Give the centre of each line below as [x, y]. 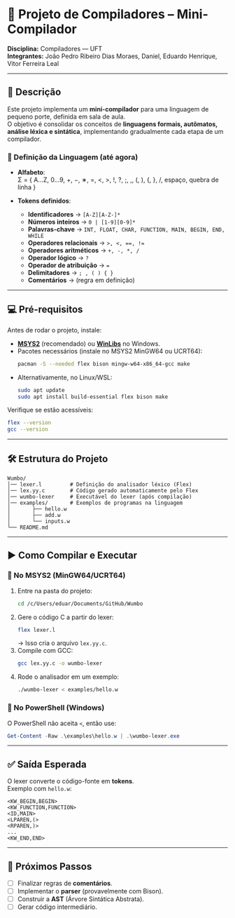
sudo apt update [41, 390]
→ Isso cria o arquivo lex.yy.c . [62, 643]
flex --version [29, 423]
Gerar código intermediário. [57, 907]
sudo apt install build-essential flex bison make [93, 397]
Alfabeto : [31, 173]
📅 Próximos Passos [50, 866]
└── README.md [28, 528]
